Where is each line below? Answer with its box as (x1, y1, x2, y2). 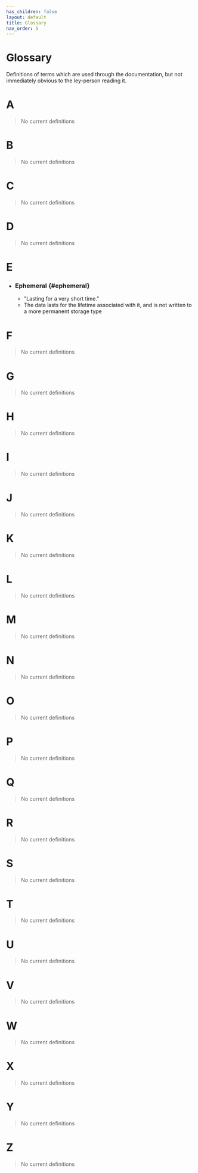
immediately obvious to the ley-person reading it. (6, 77, 127, 84)
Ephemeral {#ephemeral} (14, 281, 91, 290)
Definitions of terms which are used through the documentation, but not (6, 71, 183, 78)
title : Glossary (6, 20, 47, 26)
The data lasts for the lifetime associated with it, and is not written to (23, 302, 192, 309)
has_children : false (6, 8, 58, 15)
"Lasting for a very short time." (23, 295, 100, 302)
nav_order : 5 (6, 25, 39, 32)
